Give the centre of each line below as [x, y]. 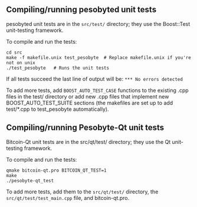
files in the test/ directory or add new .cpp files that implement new [88, 96]
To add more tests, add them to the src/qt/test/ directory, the [82, 192]
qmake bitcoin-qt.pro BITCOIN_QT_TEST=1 [57, 170]
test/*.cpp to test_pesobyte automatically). [58, 109]
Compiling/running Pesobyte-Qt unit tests [85, 128]
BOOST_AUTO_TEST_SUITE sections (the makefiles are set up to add [90, 103]
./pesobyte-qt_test [30, 180]
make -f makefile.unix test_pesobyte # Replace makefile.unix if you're [99, 57]
